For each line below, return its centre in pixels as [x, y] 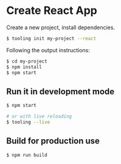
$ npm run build [27, 155]
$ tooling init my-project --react [51, 38]
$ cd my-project [27, 61]
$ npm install [24, 67]
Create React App [52, 11]
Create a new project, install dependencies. [61, 27]
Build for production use [53, 141]
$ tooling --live [28, 122]
